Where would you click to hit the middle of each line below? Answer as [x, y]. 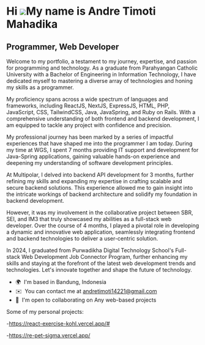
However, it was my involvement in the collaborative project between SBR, [100, 212]
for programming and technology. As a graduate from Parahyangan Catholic [102, 68]
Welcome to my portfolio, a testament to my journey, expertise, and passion [102, 61]
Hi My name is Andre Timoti [81, 11]
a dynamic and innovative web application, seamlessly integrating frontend [101, 232]
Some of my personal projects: [45, 312]
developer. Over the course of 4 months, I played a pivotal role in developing [103, 225]
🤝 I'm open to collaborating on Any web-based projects [86, 300]
